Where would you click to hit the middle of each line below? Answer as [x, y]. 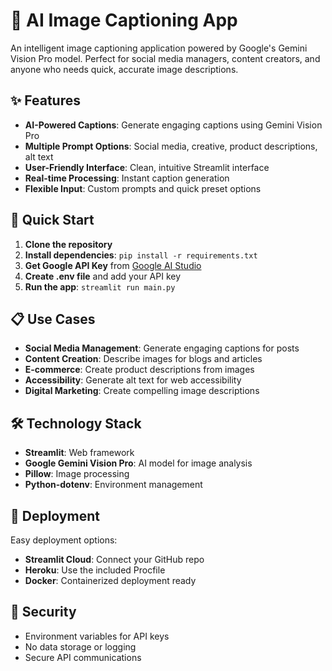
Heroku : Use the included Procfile [95, 570]
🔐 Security [43, 612]
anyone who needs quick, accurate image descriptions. [124, 69]
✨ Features [45, 100]
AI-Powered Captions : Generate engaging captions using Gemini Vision [173, 125]
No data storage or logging [80, 646]
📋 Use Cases [53, 319]
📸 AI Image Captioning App [124, 20]
